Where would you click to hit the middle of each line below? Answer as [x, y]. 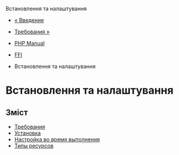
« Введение [29, 20]
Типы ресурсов [34, 146]
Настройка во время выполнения [57, 139]
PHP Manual [30, 43]
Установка [27, 133]
